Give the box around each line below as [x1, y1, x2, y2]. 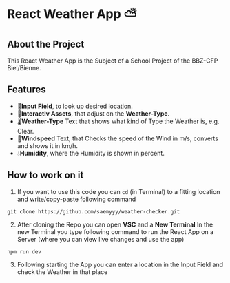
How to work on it [7, 169, 84, 181]
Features [7, 84, 46, 96]
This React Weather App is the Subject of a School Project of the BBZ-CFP [7, 56, 218, 65]
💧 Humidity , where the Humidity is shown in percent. [17, 149, 165, 157]
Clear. [17, 127, 34, 135]
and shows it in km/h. [17, 141, 78, 149]
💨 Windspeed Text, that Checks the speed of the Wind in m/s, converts [17, 134, 219, 143]
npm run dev [7, 248, 41, 255]
